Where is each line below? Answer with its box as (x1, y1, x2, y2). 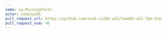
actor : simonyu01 (5, 12, 41, 16)
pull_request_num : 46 (5, 20, 50, 26)
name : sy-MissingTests (5, 7, 52, 12)
